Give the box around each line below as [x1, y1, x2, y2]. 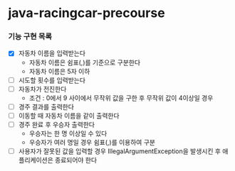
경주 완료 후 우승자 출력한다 [18, 120, 95, 128]
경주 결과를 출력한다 [18, 102, 74, 111]
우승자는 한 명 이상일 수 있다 [28, 129, 108, 138]
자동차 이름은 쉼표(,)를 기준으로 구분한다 [28, 58, 141, 67]
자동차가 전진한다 [18, 84, 67, 93]
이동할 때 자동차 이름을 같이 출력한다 [18, 111, 120, 120]
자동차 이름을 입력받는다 [18, 49, 86, 57]
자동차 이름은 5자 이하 [28, 67, 90, 75]
